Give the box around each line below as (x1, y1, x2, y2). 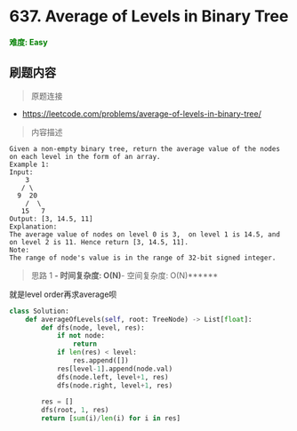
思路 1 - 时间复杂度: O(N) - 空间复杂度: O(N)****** (30, 269, 219, 281)
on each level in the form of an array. (9, 152, 162, 161)
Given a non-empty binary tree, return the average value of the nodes (9, 144, 280, 153)
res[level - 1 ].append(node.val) (56, 364, 173, 373)
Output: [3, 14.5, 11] (9, 214, 93, 223)
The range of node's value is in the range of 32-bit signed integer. (9, 253, 277, 262)
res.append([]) (72, 356, 129, 365)
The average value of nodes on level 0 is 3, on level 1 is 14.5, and (9, 229, 280, 239)
